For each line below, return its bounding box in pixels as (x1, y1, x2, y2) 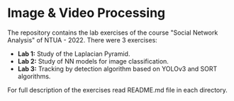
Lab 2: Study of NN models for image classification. (17, 57, 169, 65)
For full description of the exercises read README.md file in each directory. (7, 85, 228, 94)
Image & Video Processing (7, 5, 166, 21)
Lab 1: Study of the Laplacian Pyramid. (17, 49, 130, 58)
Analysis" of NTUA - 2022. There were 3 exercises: (7, 35, 157, 44)
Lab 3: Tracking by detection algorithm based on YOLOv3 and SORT (17, 64, 218, 73)
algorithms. (17, 72, 51, 81)
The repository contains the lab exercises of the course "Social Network (7, 28, 218, 37)
